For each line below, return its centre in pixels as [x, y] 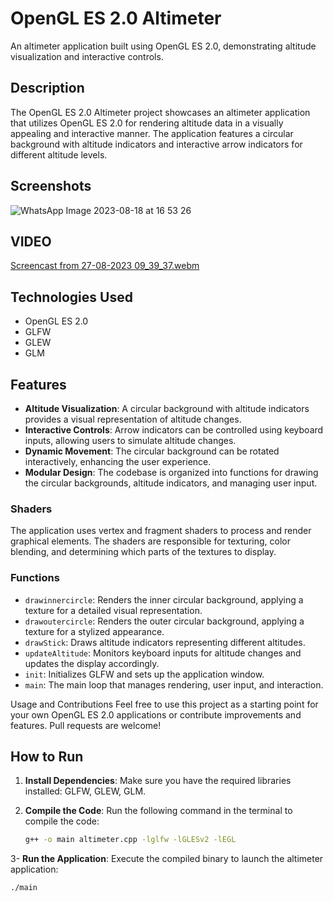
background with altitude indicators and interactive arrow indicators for [156, 144]
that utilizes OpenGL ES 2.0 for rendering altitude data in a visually [147, 123]
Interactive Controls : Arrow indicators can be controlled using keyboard [174, 430]
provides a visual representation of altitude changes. [133, 419]
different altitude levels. [59, 154]
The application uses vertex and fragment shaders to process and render [161, 531]
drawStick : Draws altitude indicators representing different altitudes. [165, 642]
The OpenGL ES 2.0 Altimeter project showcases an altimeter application [160, 112]
